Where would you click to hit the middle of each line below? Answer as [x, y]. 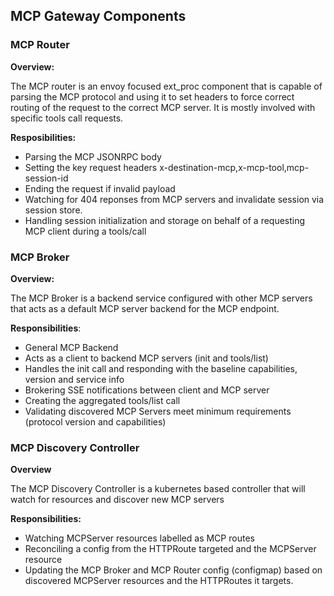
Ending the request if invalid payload [100, 188]
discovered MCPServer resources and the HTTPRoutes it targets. [159, 581]
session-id [46, 178]
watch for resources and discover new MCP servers [117, 500]
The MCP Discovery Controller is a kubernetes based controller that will [158, 489]
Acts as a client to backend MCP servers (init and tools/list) [146, 358]
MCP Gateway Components [98, 16]
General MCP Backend [71, 347]
